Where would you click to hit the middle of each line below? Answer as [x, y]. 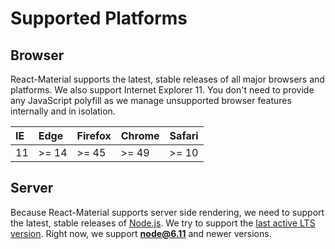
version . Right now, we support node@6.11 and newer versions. [141, 233]
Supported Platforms [99, 18]
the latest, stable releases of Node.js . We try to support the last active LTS [163, 223]
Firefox [94, 135]
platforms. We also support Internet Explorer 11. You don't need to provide [162, 90]
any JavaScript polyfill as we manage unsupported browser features [151, 100]
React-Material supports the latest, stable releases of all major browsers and [167, 79]
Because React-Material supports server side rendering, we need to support [167, 212]
